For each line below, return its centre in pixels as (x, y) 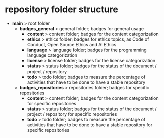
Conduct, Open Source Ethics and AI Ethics (72, 44)
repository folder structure (61, 9)
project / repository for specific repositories (72, 114)
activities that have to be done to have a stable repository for (90, 125)
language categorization (52, 55)
